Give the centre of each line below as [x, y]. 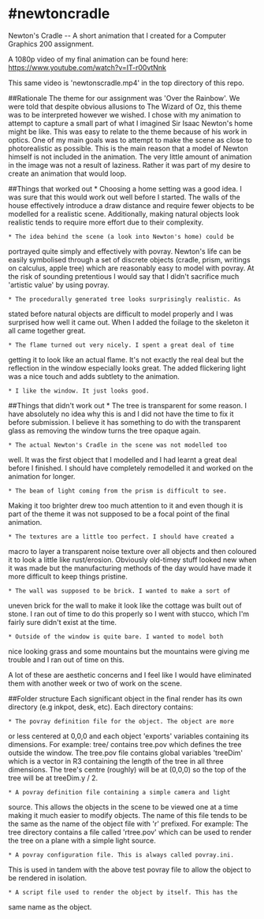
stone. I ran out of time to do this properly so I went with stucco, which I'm [129, 614]
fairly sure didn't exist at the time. [62, 622]
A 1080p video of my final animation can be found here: [98, 59]
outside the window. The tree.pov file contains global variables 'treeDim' [126, 753]
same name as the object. [50, 906]
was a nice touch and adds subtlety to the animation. [94, 376]
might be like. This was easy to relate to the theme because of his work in [128, 132]
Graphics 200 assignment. [51, 43]
